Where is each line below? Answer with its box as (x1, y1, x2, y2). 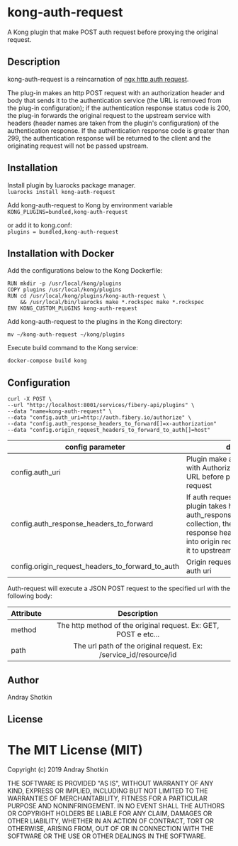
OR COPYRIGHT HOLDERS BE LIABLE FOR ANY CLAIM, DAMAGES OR (7, 809, 212, 818)
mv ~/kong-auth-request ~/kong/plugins (7, 331, 125, 338)
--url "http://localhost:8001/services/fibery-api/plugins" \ (7, 402, 195, 409)
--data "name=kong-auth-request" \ (7, 408, 113, 416)
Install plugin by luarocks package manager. (7, 180, 136, 189)
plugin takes (186, 501, 227, 511)
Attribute (11, 609, 42, 619)
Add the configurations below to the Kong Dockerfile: (7, 266, 163, 275)
